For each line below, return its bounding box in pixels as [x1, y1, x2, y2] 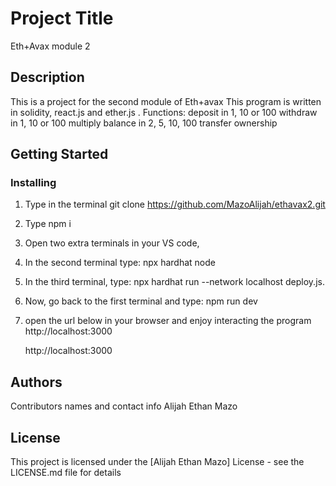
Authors [10, 373, 63, 391]
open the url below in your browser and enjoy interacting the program [24, 315, 312, 327]
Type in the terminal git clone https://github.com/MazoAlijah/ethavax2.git [24, 198, 326, 211]
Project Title [10, 7, 114, 30]
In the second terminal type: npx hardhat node [24, 257, 217, 269]
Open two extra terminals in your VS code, [24, 237, 200, 249]
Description [10, 69, 85, 86]
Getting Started [10, 146, 109, 163]
